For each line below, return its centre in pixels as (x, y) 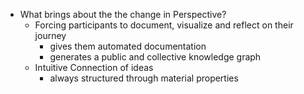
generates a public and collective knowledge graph (155, 57)
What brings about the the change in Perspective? (123, 14)
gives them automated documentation (128, 46)
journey (50, 35)
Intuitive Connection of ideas (94, 67)
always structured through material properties (144, 78)
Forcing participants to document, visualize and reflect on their (164, 25)
